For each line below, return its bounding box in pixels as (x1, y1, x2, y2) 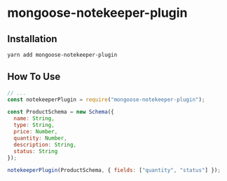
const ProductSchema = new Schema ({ (7, 109, 114, 116)
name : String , (13, 115, 55, 122)
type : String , (13, 121, 55, 129)
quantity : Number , (13, 135, 68, 142)
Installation (7, 33, 57, 45)
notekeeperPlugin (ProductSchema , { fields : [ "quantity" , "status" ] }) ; (7, 167, 221, 174)
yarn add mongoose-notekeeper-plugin (7, 51, 118, 58)
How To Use (7, 71, 61, 83)
